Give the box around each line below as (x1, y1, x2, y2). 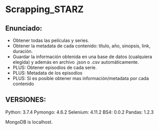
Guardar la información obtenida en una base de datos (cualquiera (12, 54, 152, 60)
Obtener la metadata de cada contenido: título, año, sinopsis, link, (12, 43, 151, 49)
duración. (12, 48, 33, 54)
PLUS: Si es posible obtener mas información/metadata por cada (12, 75, 149, 81)
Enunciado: (5, 24, 42, 33)
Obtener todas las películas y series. (12, 37, 89, 43)
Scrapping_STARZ (5, 4, 84, 15)
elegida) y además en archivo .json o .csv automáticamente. (12, 59, 139, 65)
